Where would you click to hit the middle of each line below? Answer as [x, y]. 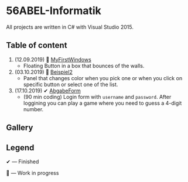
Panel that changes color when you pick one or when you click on [103, 78]
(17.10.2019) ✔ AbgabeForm [47, 90]
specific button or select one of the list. [71, 84]
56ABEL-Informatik [54, 11]
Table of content [37, 45]
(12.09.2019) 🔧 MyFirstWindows [53, 59]
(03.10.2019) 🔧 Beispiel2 [44, 72]
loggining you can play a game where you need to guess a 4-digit [102, 103]
